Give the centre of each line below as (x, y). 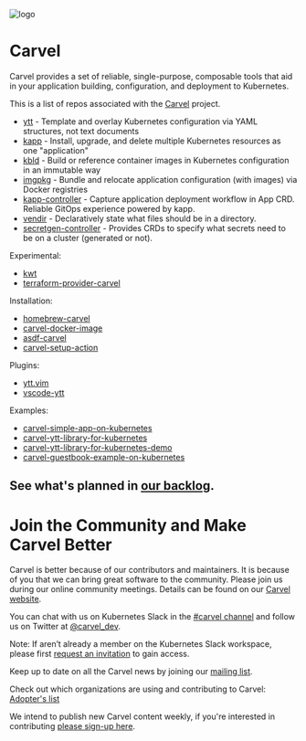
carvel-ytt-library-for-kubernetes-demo (97, 447)
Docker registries (55, 189)
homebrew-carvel (56, 318)
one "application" (56, 150)
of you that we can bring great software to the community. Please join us (146, 579)
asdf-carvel (44, 337)
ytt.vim (36, 383)
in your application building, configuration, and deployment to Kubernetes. (149, 86)
